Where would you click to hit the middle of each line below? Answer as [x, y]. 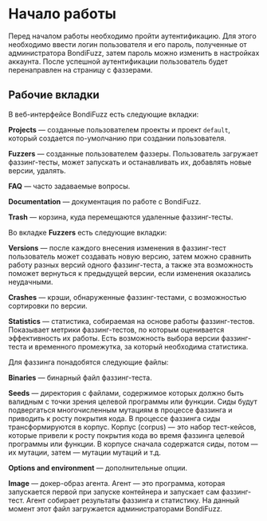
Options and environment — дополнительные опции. [98, 468]
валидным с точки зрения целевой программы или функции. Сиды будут [133, 401]
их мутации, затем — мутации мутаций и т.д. [85, 452]
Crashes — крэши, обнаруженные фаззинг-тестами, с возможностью [128, 297]
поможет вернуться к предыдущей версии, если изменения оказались [130, 273]
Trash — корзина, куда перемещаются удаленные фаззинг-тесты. [121, 217]
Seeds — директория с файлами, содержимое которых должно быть [126, 393]
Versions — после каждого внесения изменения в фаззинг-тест [118, 247]
